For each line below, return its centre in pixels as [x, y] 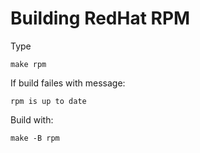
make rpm [28, 64]
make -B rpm [35, 138]
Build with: [32, 119]
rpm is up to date [48, 101]
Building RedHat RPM [100, 18]
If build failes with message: [68, 83]
